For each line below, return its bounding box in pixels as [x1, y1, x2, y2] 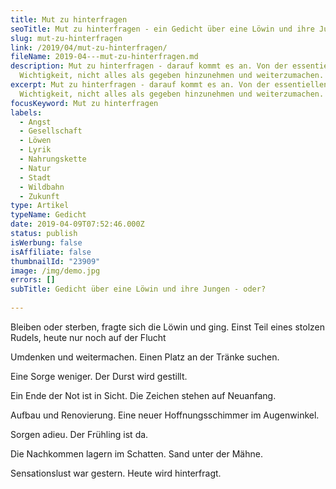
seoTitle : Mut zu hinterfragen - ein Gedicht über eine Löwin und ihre [10, 24, 315, 34]
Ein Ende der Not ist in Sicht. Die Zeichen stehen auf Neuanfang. [10, 389, 277, 401]
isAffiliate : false [10, 247, 92, 257]
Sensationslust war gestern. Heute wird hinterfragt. [10, 467, 222, 479]
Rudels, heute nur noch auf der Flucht [10, 331, 167, 343]
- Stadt [19, 172, 52, 183]
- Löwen [19, 136, 52, 146]
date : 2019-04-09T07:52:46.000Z [10, 219, 145, 230]
